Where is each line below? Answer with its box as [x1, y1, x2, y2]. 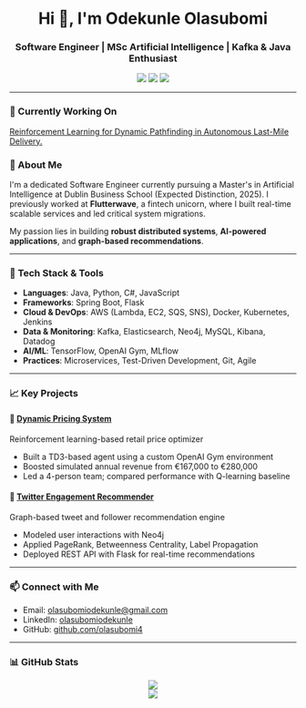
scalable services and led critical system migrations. [9, 209, 207, 220]
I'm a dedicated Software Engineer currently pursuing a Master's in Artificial [9, 180, 294, 190]
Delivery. [9, 136, 43, 147]
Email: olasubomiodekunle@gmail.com [22, 605, 168, 615]
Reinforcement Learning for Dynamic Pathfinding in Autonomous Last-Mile [9, 126, 290, 137]
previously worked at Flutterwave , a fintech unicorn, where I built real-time [9, 199, 291, 210]
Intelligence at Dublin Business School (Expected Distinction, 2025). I [9, 189, 269, 200]
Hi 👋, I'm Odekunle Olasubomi [37, 8, 269, 29]
